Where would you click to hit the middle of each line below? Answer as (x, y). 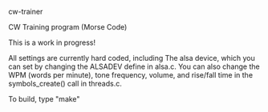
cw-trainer (26, 12)
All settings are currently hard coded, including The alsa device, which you (132, 58)
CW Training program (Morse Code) (68, 27)
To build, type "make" (44, 99)
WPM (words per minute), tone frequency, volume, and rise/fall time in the (131, 75)
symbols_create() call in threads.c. (65, 84)
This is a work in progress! (52, 42)
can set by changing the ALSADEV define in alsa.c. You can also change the (134, 66)
